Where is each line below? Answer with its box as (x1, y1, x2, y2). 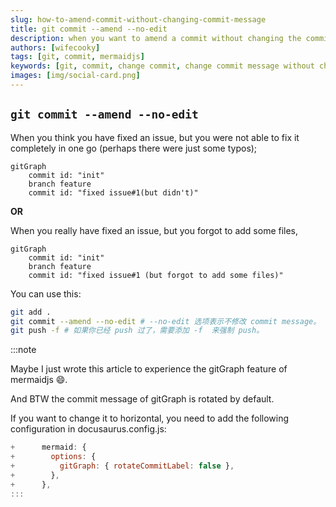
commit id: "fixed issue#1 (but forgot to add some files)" (28, 270, 284, 280)
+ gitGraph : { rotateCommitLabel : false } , (10, 461, 235, 471)
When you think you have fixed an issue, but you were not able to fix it (10, 131, 300, 143)
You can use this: (10, 287, 82, 300)
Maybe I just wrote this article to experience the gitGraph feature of (10, 363, 288, 375)
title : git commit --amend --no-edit (10, 24, 168, 34)
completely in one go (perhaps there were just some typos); (10, 142, 258, 154)
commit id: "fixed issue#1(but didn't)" (28, 187, 199, 198)
